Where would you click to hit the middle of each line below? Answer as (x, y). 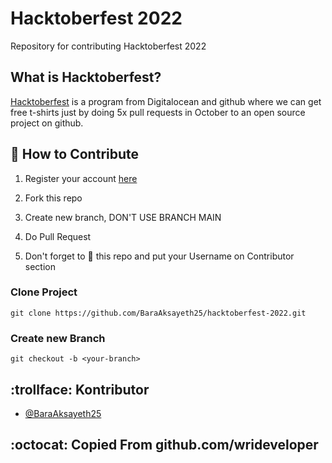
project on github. (47, 123)
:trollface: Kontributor (80, 389)
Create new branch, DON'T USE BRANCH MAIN (123, 217)
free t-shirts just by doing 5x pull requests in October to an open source (158, 112)
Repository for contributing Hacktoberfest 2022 (108, 46)
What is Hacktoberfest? (86, 77)
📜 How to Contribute (75, 154)
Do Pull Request (58, 236)
